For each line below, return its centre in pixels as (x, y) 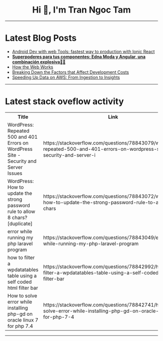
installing (18, 308)
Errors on (18, 143)
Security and (22, 161)
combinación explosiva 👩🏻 (39, 62)
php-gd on (20, 314)
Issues (15, 173)
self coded (20, 282)
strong (15, 199)
